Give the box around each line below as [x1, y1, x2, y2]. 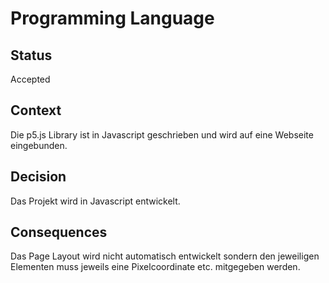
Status [10, 47, 53, 64]
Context [10, 102, 62, 119]
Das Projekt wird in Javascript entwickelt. [10, 195, 181, 207]
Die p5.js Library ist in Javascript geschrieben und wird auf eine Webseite [10, 128, 314, 141]
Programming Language [10, 7, 215, 30]
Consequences [10, 224, 108, 241]
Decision [10, 168, 67, 186]
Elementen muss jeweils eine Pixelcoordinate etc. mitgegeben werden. [10, 261, 301, 273]
